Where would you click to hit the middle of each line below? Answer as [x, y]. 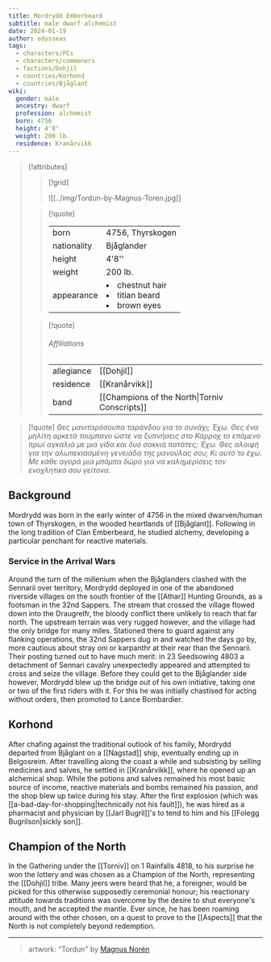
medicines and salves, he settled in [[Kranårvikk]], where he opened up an [132, 770]
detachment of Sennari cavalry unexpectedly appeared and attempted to [129, 665]
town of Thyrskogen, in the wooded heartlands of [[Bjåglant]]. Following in [132, 523]
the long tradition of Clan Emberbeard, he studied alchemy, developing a [129, 532]
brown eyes [139, 305]
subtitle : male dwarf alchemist [63, 23]
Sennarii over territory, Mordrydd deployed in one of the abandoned [121, 587]
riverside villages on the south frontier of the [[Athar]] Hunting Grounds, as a [135, 596]
